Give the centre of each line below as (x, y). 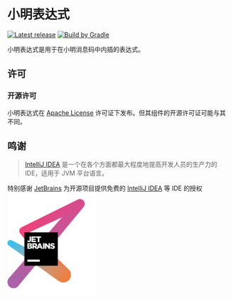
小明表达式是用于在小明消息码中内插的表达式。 (76, 49)
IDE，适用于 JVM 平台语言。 (66, 173)
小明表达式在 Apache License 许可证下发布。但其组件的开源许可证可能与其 (116, 113)
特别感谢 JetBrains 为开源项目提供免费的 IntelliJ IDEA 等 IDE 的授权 (105, 188)
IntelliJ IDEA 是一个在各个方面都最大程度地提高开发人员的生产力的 (121, 165)
